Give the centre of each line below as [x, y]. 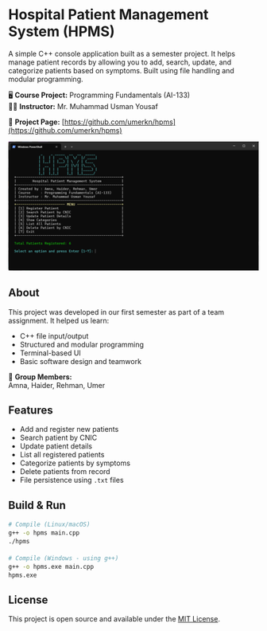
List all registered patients [62, 455]
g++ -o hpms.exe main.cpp [51, 566]
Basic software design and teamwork [80, 361]
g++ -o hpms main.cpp [44, 533]
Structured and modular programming [82, 344]
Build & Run [37, 505]
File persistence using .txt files [72, 480]
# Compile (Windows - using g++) [64, 558]
